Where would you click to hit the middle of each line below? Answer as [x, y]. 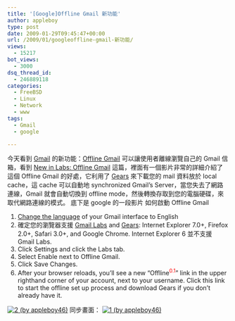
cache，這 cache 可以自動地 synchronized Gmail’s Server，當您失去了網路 [115, 185]
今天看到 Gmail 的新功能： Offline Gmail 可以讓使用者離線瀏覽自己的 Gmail [114, 158]
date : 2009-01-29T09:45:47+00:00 [56, 33]
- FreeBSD [28, 92]
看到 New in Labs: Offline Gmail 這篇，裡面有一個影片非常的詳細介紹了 [121, 168]
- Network [28, 106]
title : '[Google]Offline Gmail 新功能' [64, 14]
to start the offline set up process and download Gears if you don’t [114, 288]
